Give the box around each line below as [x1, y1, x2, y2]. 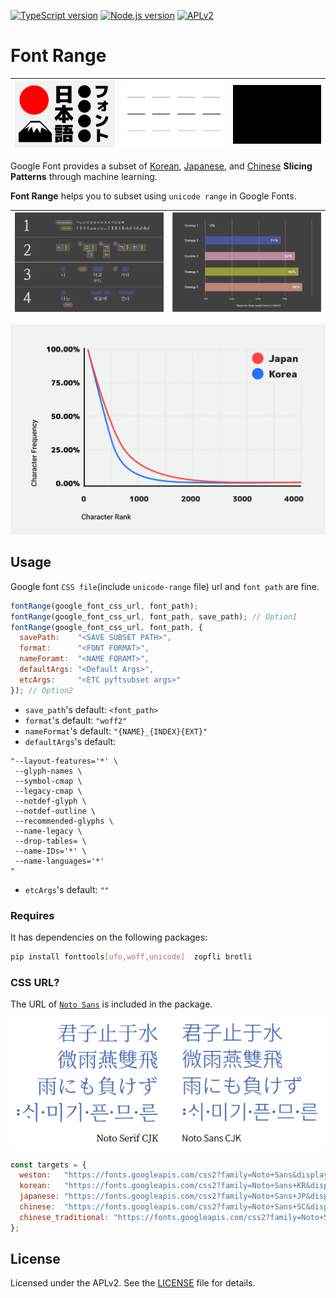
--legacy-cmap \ [14, 786, 83, 796]
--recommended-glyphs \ [14, 816, 114, 826]
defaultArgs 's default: [24, 735, 117, 747]
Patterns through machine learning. [10, 170, 158, 182]
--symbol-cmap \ [14, 776, 83, 786]
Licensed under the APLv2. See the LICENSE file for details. [10, 1277, 256, 1289]
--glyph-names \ [14, 766, 83, 776]
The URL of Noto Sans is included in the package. [10, 998, 213, 1010]
